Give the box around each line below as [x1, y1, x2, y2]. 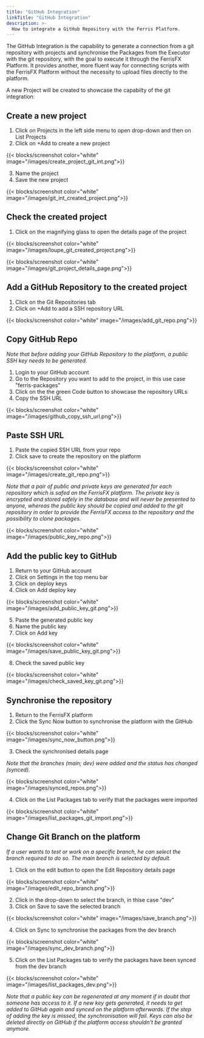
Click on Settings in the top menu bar [15, 574, 108, 581]
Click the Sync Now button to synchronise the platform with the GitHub [15, 718, 193, 725]
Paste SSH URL [6, 430, 64, 441]
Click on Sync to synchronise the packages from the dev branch [15, 926, 176, 933]
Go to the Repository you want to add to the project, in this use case [15, 375, 186, 382]
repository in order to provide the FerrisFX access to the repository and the [6, 509, 194, 516]
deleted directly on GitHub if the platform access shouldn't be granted [6, 1019, 182, 1026]
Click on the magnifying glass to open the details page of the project [15, 228, 187, 235]
